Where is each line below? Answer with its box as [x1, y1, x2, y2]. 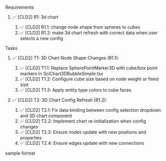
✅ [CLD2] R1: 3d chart [12, 14, 59, 20]
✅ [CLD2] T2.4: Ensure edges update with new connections [20, 140, 144, 146]
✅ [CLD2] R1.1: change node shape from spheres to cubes [20, 24, 141, 30]
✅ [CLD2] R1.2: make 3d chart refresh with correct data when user [20, 30, 158, 36]
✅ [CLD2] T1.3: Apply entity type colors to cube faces [20, 87, 132, 93]
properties [20, 135, 42, 140]
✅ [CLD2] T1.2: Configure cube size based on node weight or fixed [20, 76, 159, 82]
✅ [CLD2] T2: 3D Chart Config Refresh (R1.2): [12, 97, 107, 103]
